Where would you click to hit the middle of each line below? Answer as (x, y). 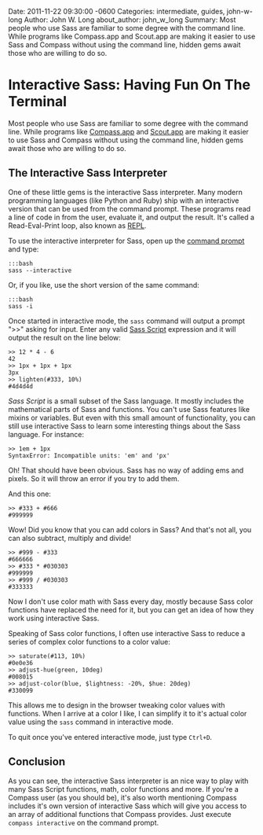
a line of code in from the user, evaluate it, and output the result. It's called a (131, 217)
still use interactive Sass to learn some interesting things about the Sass (124, 426)
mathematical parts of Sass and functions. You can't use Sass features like (129, 409)
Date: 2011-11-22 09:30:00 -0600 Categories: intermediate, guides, (117, 11)
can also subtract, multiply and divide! (70, 538)
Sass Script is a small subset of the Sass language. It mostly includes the (126, 401)
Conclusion (37, 762)
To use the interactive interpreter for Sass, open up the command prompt (126, 241)
